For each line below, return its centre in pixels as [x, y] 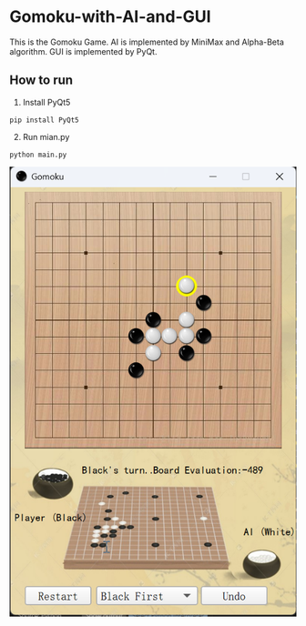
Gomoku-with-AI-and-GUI [110, 17]
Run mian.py [46, 136]
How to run [41, 81]
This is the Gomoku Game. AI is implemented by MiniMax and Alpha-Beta [147, 42]
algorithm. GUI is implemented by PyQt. [83, 51]
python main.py [38, 155]
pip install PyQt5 [44, 120]
